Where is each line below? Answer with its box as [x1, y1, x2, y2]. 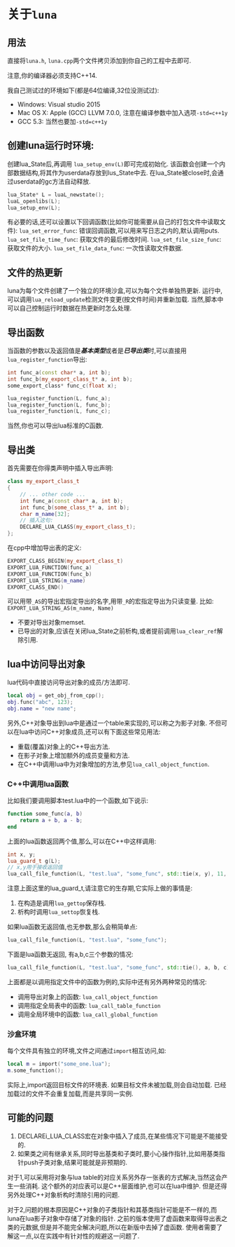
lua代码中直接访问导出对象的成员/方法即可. [7, 678, 131, 687]
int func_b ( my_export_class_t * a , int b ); [7, 376, 133, 383]
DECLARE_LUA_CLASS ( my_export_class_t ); [20, 524, 136, 531]
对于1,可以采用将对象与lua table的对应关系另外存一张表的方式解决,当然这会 [7, 1173, 222, 1181]
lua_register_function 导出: [7, 355, 87, 364]
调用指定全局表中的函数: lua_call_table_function [17, 1001, 161, 1009]
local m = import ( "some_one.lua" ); [7, 1061, 111, 1068]
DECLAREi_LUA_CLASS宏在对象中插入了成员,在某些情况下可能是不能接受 [17, 1131, 228, 1140]
